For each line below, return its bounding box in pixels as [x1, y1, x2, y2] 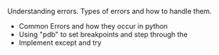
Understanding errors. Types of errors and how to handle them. [7, 7, 212, 15]
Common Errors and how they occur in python [18, 22, 168, 30]
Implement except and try [18, 38, 102, 47]
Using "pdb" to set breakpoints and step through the [18, 30, 188, 39]
